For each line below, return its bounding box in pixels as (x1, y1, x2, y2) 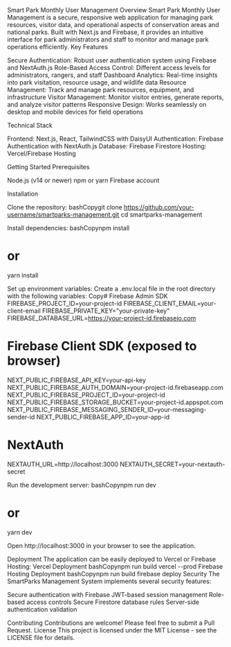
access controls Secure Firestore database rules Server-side (26, 598, 200, 606)
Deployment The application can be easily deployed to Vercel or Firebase (7, 555, 216, 563)
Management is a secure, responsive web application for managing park (7, 13, 213, 21)
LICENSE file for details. (7, 633, 75, 641)
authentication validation (7, 605, 77, 613)
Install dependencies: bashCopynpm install (7, 224, 130, 232)
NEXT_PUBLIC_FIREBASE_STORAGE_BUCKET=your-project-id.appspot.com (7, 398, 223, 406)
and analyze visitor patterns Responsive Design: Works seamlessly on (7, 101, 207, 108)
